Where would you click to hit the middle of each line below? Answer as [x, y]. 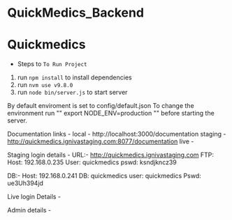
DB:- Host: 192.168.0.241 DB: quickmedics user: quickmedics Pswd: [104, 176]
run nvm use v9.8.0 [45, 85]
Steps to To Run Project [52, 64]
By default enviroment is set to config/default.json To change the [101, 106]
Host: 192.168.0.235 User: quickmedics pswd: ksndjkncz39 [92, 162]
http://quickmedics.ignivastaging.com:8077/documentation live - [101, 141]
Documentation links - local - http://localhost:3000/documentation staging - [117, 134]
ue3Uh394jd [26, 183]
